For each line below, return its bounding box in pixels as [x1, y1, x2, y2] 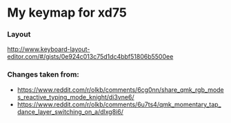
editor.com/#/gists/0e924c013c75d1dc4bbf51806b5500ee [7, 53, 174, 61]
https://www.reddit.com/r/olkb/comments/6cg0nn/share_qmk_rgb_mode [17, 85, 224, 94]
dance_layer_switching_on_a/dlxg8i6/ [17, 107, 124, 115]
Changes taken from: [7, 70, 79, 79]
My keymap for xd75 [7, 5, 128, 21]
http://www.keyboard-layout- [7, 45, 90, 53]
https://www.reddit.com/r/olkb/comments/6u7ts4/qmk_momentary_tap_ [17, 100, 222, 108]
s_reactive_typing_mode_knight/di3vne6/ [17, 93, 134, 101]
